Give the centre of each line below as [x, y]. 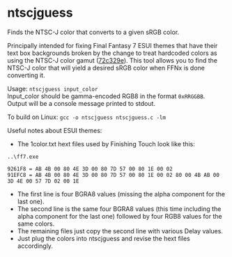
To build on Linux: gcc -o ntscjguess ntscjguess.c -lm [86, 117]
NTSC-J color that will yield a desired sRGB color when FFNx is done [106, 68]
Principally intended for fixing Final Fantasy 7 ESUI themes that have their [113, 45]
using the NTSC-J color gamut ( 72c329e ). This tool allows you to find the [113, 60]
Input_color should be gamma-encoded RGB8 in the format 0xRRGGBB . [106, 96]
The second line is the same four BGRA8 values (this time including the [119, 209]
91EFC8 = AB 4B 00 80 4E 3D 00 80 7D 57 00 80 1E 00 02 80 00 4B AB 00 [113, 175]
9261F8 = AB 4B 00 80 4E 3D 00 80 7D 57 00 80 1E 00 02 [90, 169]
